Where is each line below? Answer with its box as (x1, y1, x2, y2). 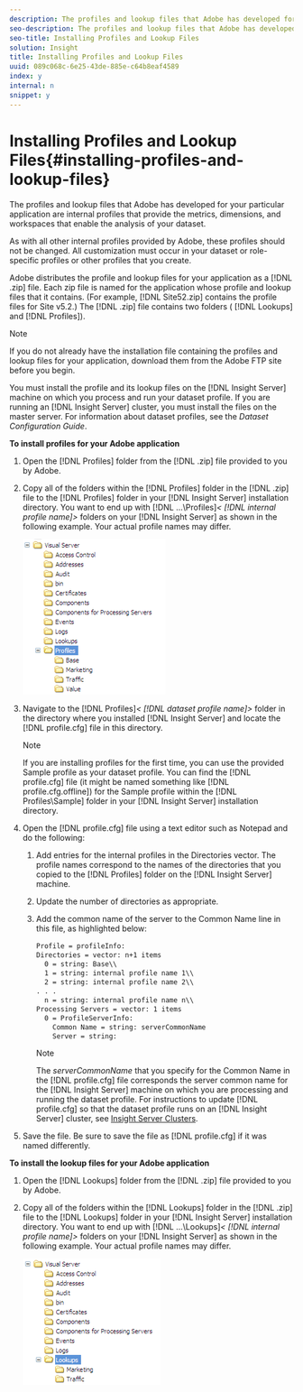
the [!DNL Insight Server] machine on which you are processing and (35, 1083, 289, 1095)
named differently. (22, 1139, 91, 1150)
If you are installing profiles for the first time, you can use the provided (22, 757, 284, 768)
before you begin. (9, 364, 76, 375)
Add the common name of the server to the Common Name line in (35, 913, 281, 924)
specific (9, 254, 40, 265)
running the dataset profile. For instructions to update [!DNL (35, 1093, 259, 1104)
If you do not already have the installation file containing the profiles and (9, 346, 278, 356)
